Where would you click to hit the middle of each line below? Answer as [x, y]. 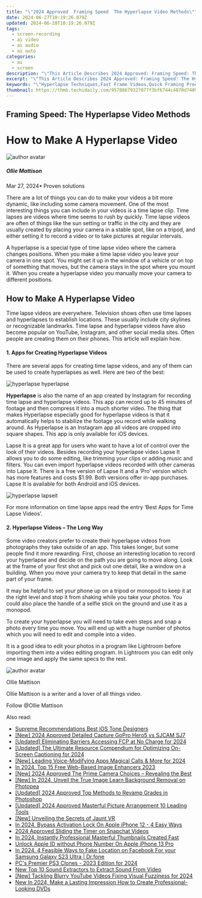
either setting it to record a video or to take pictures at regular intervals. [95, 236]
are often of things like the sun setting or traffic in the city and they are [94, 223]
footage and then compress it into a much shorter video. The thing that [94, 408]
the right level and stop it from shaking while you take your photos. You [94, 597]
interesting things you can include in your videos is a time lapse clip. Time [98, 211]
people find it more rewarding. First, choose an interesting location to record [101, 554]
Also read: [19, 717]
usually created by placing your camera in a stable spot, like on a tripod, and [101, 230]
